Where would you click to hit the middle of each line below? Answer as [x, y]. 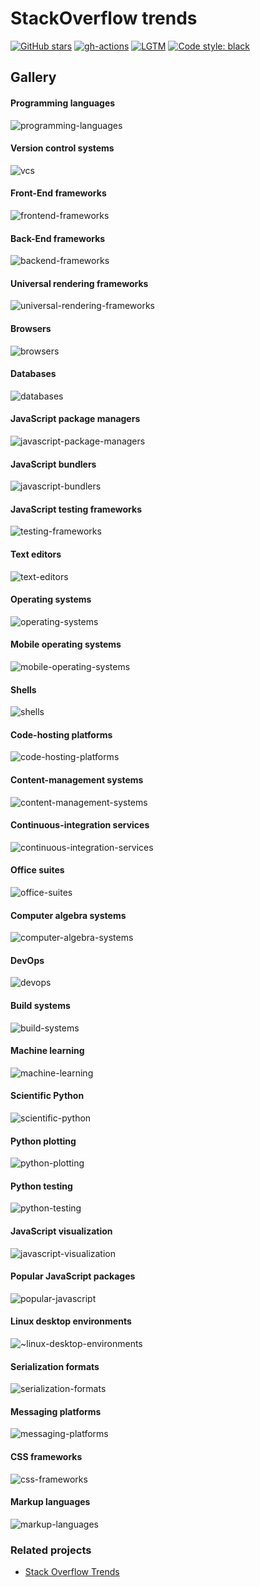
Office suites [37, 870]
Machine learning [47, 1051]
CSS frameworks [46, 1457]
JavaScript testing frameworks [76, 509]
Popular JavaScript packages [73, 1276]
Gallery [33, 77]
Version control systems [62, 148]
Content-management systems [77, 779]
